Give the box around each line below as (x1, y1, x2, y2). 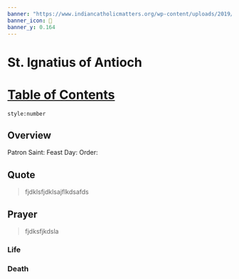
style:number (7, 110, 46, 117)
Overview (7, 129, 52, 141)
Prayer (7, 208, 38, 220)
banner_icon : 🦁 (7, 17, 53, 24)
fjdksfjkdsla (24, 226, 59, 235)
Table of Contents (7, 87, 115, 103)
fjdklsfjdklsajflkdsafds (24, 187, 89, 196)
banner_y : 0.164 (7, 23, 55, 31)
